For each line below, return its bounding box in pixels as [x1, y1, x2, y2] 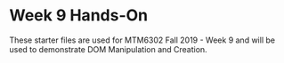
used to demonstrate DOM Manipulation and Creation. [9, 43, 207, 54]
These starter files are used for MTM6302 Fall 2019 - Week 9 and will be [9, 35, 276, 45]
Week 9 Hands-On [9, 5, 149, 26]
